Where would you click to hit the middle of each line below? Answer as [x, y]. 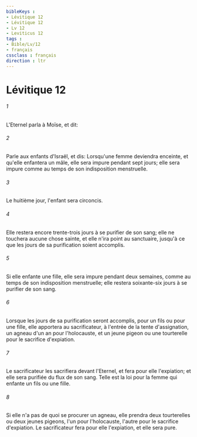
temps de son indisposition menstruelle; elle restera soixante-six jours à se [96, 282]
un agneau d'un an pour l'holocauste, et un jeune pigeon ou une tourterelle [97, 333]
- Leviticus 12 [25, 34]
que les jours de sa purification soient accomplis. [66, 245]
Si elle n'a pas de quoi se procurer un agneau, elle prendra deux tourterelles [98, 415]
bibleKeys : [21, 11]
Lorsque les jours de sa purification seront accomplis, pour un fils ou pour [96, 321]
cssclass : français [31, 55]
